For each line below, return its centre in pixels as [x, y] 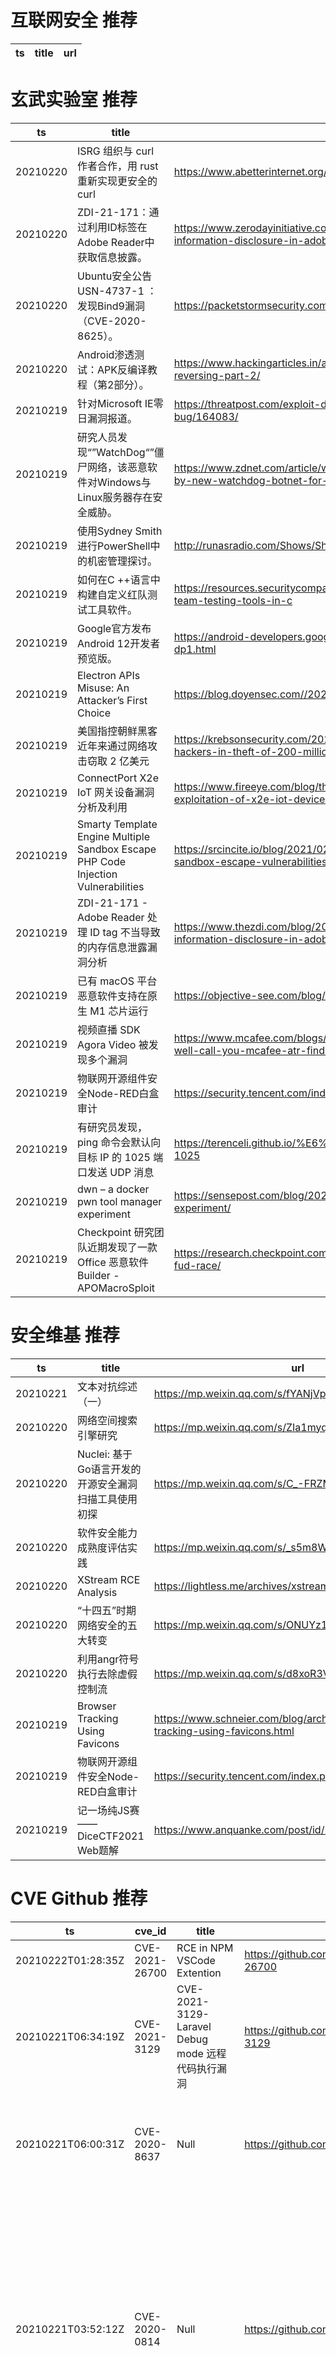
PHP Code [102, 861]
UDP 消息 [132, 1172]
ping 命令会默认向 [119, 1142]
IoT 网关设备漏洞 [116, 792]
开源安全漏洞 [107, 1484]
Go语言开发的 [109, 1469]
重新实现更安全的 [117, 181]
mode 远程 [201, 2053]
